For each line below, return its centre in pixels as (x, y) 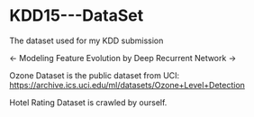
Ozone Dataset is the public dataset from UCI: (95, 75)
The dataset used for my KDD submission (86, 40)
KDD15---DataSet (77, 16)
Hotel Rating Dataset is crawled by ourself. (88, 102)
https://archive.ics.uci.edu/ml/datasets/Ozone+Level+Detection (127, 85)
